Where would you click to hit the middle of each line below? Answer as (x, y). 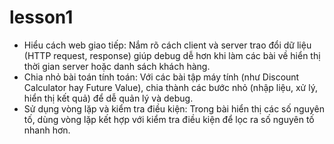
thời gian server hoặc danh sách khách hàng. (117, 66)
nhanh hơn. (47, 130)
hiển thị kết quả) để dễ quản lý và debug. (108, 98)
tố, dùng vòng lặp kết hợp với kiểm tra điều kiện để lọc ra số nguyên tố (169, 119)
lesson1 (41, 17)
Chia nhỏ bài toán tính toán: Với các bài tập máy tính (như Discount (161, 77)
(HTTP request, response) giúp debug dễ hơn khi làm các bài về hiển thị (172, 55)
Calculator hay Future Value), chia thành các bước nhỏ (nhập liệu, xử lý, (170, 87)
